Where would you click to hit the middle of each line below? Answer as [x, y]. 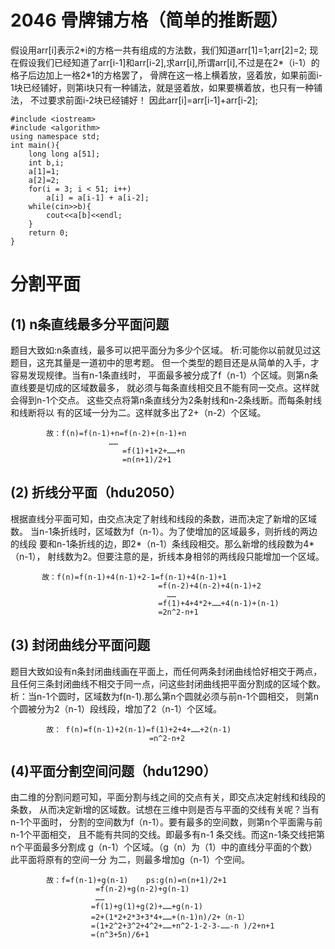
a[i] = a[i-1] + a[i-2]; [98, 197]
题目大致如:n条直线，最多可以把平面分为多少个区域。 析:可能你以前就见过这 [166, 350]
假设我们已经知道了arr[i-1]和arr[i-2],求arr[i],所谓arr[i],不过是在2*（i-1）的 [169, 62]
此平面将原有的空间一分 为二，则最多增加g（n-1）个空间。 [130, 860]
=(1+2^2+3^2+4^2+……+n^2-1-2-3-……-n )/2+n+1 [182, 926]
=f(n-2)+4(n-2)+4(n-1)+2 [210, 586]
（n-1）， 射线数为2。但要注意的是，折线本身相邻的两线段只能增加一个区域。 [167, 556]
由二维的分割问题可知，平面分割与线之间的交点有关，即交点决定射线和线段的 [168, 797]
